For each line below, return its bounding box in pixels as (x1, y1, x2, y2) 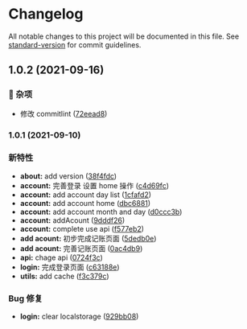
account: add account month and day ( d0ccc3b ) (19, 207, 183, 216)
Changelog (8, 5, 84, 23)
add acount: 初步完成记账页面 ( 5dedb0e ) (19, 233, 157, 243)
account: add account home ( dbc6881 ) (19, 198, 151, 208)
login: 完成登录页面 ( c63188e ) (19, 262, 120, 272)
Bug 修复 (8, 293, 43, 304)
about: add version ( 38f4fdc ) (19, 171, 117, 181)
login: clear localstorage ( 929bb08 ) (19, 311, 139, 322)
